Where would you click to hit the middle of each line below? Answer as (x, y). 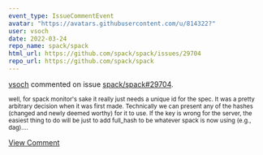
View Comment (34, 142)
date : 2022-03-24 (38, 39)
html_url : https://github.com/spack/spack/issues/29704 (105, 54)
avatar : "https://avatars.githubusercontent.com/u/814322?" (112, 24)
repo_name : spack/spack (49, 46)
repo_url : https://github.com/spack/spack (81, 62)
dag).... (18, 127)
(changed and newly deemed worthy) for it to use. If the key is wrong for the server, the (130, 113)
